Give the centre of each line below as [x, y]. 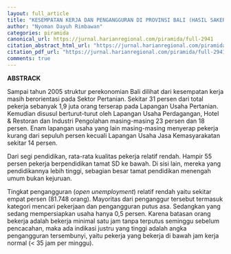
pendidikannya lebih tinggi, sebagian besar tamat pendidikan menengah [109, 170]
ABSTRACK [24, 78]
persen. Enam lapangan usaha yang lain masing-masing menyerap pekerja [113, 128]
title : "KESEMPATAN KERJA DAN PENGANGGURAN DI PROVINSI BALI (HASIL [107, 20]
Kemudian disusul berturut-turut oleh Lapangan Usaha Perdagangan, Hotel [113, 113]
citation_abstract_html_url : [49, 46]
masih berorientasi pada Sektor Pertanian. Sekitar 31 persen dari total [106, 99]
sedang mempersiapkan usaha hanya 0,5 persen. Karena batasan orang [109, 213]
